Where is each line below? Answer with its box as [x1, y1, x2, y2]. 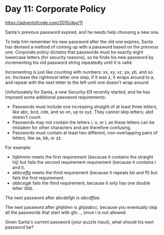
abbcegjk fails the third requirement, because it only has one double [12, 180, 151, 186]
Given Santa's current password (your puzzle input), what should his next [5, 219, 154, 225]
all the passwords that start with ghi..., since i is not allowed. [5, 209, 127, 215]
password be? [5, 224, 34, 230]
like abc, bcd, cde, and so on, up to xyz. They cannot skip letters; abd [12, 109, 154, 115]
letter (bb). [12, 185, 34, 191]
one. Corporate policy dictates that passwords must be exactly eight [5, 49, 143, 55]
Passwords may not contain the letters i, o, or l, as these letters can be [12, 119, 155, 125]
